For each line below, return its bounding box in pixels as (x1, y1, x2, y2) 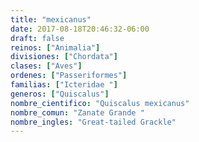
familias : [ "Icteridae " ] (10, 80, 118, 90)
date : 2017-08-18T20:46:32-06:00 (10, 24, 150, 34)
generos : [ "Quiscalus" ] (10, 89, 110, 99)
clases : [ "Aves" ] (10, 61, 83, 71)
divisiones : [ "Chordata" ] (10, 52, 118, 62)
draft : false (10, 33, 65, 43)
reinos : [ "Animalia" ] (10, 42, 101, 53)
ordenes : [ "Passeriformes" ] (10, 71, 128, 81)
